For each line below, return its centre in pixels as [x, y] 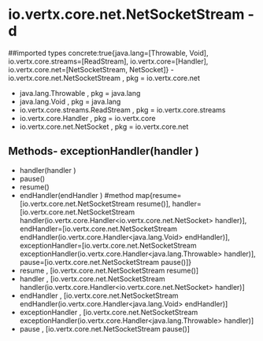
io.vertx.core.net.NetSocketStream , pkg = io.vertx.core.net [104, 78]
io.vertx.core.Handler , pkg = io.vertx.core [87, 118]
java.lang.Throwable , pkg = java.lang [80, 93]
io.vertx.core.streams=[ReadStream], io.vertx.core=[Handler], [108, 61]
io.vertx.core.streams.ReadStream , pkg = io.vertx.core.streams [122, 110]
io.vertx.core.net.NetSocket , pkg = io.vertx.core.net [104, 126]
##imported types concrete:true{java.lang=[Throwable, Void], [108, 53]
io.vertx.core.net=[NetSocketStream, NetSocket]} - [91, 69]
